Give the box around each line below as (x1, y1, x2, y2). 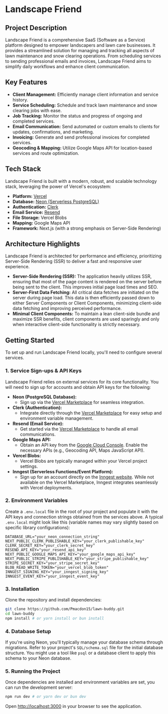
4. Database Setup (5, 628, 51, 635)
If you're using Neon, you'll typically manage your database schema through (5, 639, 163, 645)
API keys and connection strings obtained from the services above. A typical (5, 514, 163, 520)
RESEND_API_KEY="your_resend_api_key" (5, 547, 86, 552)
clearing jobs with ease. (12, 107, 62, 114)
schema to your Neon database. (5, 655, 72, 661)
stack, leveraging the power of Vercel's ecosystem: (5, 183, 111, 189)
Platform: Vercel (12, 193, 47, 199)
